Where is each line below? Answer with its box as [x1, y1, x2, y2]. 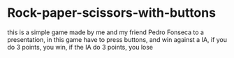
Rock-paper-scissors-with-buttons [7, 5, 217, 21]
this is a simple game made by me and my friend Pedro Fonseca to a [7, 28, 205, 36]
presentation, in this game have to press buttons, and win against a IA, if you [7, 35, 228, 43]
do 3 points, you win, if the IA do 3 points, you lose [7, 43, 154, 51]
